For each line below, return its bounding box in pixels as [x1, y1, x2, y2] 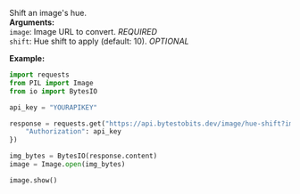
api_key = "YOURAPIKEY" [9, 102, 98, 112]
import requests [9, 70, 70, 79]
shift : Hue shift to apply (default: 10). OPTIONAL [9, 36, 189, 46]
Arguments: [9, 17, 55, 28]
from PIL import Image [9, 78, 94, 87]
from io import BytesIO [9, 86, 98, 96]
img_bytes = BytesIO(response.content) [9, 151, 158, 161]
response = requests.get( [9, 119, 105, 128]
